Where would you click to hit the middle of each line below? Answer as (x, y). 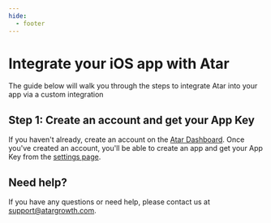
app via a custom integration (56, 95)
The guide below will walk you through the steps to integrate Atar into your (133, 86)
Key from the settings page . (55, 157)
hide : (17, 16)
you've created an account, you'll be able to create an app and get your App (136, 148)
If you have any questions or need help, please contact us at (110, 202)
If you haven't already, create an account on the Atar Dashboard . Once (127, 139)
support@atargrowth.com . (53, 211)
